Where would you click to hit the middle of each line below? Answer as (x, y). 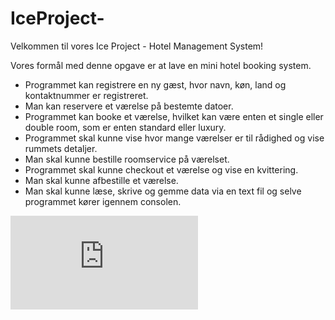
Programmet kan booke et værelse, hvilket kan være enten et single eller (174, 116)
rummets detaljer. (61, 148)
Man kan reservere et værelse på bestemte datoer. (129, 106)
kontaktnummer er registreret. (86, 95)
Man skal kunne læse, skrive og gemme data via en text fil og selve (163, 191)
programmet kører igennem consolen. (103, 201)
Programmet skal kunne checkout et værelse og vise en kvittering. (161, 169)
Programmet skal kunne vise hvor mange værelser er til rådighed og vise (174, 138)
